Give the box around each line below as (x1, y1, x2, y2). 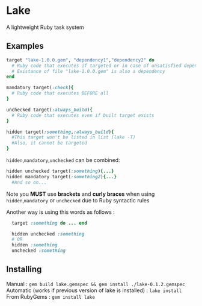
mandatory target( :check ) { (6, 85, 74, 91)
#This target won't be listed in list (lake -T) (11, 134, 136, 140)
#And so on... (11, 179, 47, 186)
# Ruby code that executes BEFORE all (11, 90, 109, 96)
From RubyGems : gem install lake (6, 293, 95, 300)
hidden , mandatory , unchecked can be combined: (6, 157, 120, 163)
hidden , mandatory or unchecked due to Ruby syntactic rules (6, 196, 150, 204)
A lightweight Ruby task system (6, 23, 84, 31)
